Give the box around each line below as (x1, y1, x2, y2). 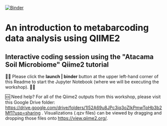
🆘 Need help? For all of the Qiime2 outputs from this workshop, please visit (5, 94, 161, 100)
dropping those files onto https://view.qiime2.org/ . (5, 115, 108, 121)
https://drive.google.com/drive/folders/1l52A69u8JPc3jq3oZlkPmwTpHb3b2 (5, 105, 162, 111)
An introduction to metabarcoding (5, 22, 149, 33)
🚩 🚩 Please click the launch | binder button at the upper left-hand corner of (5, 74, 159, 79)
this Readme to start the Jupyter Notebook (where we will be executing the (5, 79, 160, 85)
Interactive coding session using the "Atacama (5, 52, 154, 61)
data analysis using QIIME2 (5, 33, 121, 44)
